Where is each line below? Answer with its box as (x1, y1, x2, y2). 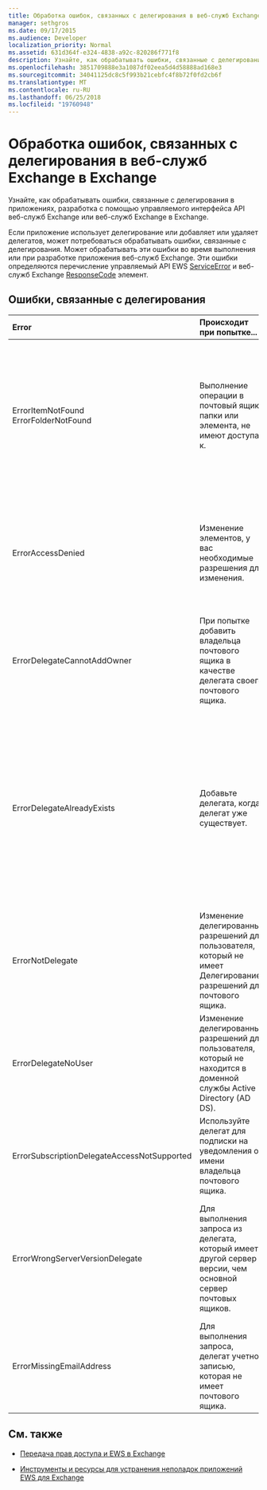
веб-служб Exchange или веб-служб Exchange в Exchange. (8, 212, 209, 222)
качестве (199, 665, 236, 676)
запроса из (199, 1223, 242, 1234)
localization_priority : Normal (8, 41, 112, 49)
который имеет (199, 1243, 258, 1254)
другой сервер (199, 1252, 257, 1264)
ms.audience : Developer (8, 33, 87, 42)
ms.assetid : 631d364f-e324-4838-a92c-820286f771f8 (8, 49, 180, 57)
